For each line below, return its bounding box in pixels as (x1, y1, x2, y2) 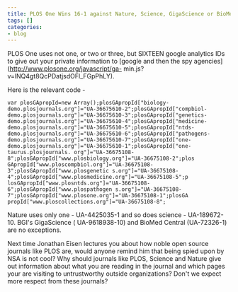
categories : (7, 23, 42, 30)
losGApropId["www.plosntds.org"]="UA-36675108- (7, 180, 151, 187)
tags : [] (7, 17, 33, 24)
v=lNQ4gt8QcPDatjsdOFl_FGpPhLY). (7, 72, 115, 81)
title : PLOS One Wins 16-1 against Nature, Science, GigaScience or (7, 10, 214, 18)
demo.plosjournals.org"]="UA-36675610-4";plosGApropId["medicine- (7, 118, 208, 125)
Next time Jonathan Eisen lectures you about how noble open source (7, 240, 209, 248)
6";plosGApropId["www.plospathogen (7, 186, 113, 193)
